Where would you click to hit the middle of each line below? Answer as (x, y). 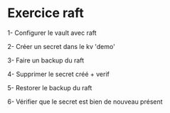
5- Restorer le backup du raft (50, 87)
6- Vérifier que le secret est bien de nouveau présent (85, 102)
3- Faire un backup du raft (46, 60)
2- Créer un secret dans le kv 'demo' (61, 46)
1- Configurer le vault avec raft (52, 33)
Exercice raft (46, 13)
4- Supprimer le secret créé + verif (59, 74)
